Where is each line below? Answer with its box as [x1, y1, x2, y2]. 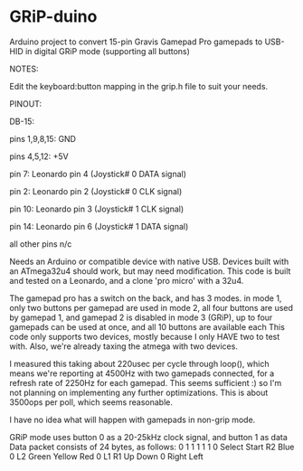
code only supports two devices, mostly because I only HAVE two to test [9, 331, 280, 342]
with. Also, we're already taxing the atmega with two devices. [9, 341, 238, 352]
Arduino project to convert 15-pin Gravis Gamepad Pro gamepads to [9, 36, 263, 47]
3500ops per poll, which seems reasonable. [9, 396, 174, 408]
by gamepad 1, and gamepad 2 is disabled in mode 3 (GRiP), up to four [9, 312, 273, 323]
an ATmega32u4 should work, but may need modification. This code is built [9, 265, 291, 277]
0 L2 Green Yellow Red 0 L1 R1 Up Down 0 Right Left [9, 450, 204, 462]
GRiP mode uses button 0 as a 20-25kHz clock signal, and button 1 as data [9, 431, 288, 442]
